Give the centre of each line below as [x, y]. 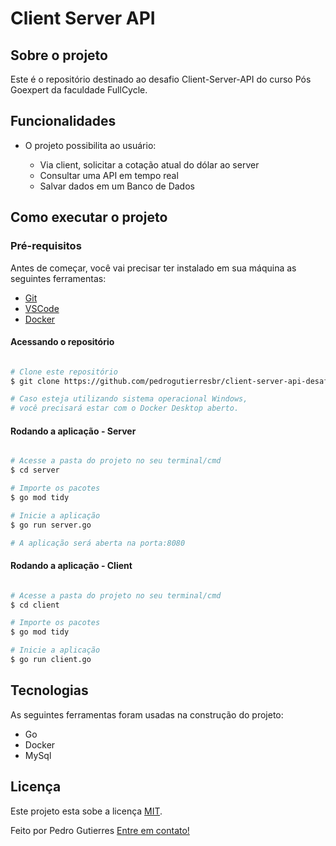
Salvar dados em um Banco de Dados [117, 186]
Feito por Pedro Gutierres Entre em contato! [100, 830]
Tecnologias [49, 690]
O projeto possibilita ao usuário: [90, 145]
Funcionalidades [63, 121]
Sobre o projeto [59, 55]
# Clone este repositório [64, 372]
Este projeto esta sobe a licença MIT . [86, 811]
